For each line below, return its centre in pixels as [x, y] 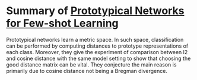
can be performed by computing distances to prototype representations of [97, 46]
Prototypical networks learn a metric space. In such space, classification [95, 39]
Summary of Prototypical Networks [95, 11]
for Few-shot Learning [62, 23]
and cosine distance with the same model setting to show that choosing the [99, 58]
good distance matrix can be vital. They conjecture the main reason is [91, 64]
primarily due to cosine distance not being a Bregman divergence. [87, 71]
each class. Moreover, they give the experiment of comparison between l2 [97, 52]
